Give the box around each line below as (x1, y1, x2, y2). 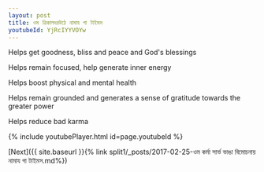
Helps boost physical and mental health (8, 78, 136, 87)
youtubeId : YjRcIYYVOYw (8, 26, 87, 34)
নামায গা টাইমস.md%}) (8, 156, 68, 166)
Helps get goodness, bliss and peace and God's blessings (8, 48, 197, 57)
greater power (8, 101, 54, 111)
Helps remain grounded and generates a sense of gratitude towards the (8, 93, 241, 103)
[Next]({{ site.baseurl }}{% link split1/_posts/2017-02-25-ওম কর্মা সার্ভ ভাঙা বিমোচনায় (8, 147, 256, 157)
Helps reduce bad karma (8, 117, 89, 126)
